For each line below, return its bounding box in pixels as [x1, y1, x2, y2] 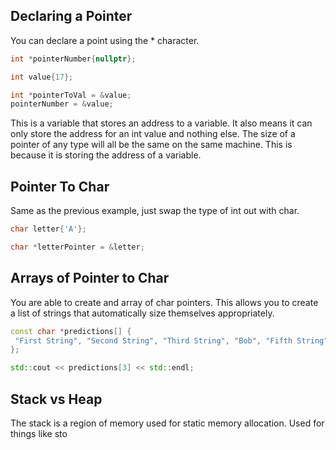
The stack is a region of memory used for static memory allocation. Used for [10, 417, 325, 429]
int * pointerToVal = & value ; [10, 90, 132, 100]
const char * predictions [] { [10, 326, 132, 336]
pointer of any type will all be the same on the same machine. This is [10, 139, 293, 151]
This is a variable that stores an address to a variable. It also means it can [10, 117, 313, 129]
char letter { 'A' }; [10, 224, 87, 234]
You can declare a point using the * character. [10, 34, 200, 46]
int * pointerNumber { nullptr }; [10, 54, 137, 64]
